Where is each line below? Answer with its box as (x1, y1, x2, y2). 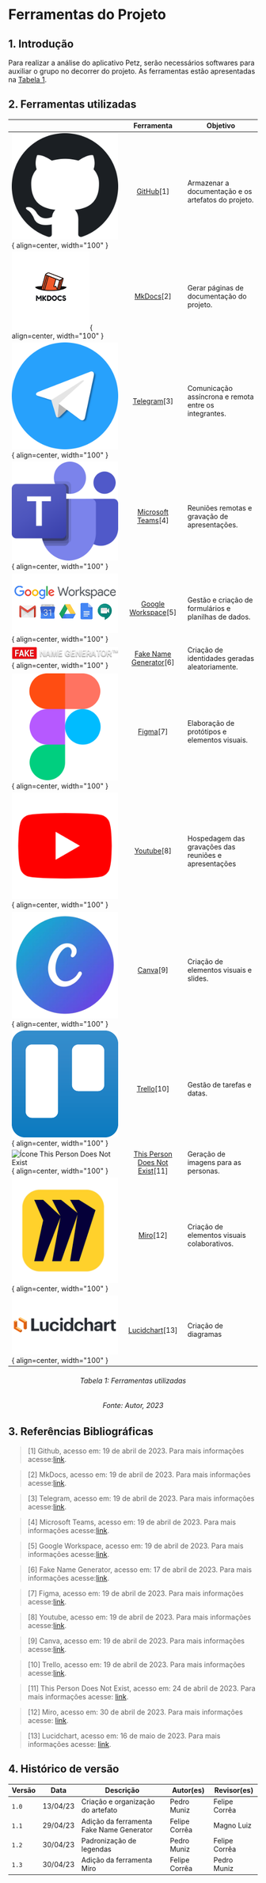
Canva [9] (137, 965, 169, 974)
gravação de (187, 511, 229, 521)
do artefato (81, 1805, 118, 1815)
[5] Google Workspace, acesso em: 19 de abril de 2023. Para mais (27, 1541, 244, 1551)
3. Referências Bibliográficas (8, 1425, 154, 1438)
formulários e (187, 603, 231, 613)
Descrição (104, 1786, 140, 1795)
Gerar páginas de (187, 283, 244, 292)
